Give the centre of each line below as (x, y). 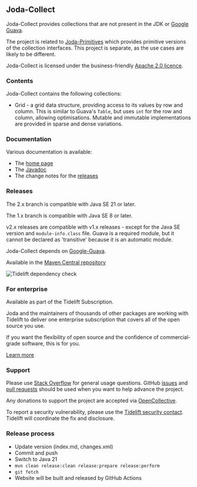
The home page (34, 163)
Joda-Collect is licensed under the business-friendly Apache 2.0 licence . (95, 65)
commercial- (175, 337)
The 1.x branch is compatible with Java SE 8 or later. (69, 215)
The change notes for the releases (56, 176)
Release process (30, 434)
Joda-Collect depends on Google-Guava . (56, 251)
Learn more (20, 355)
